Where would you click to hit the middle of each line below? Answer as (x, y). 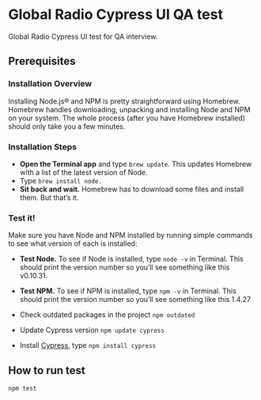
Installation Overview (50, 84)
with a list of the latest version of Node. (83, 172)
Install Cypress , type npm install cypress (88, 345)
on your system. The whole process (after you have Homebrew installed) (127, 118)
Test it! (22, 217)
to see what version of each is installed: (73, 243)
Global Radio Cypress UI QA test (116, 15)
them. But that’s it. (49, 197)
